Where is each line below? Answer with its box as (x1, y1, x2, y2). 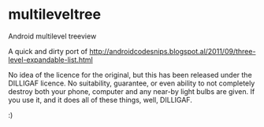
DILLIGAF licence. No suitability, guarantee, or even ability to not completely (8, 78, 255, 88)
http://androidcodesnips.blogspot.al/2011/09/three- (89, 46, 256, 56)
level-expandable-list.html (8, 55, 93, 64)
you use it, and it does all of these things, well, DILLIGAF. (8, 95, 193, 104)
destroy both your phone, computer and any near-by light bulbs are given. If (8, 86, 255, 96)
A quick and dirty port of (8, 46, 88, 56)
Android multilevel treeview (8, 31, 97, 41)
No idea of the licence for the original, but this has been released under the (8, 70, 252, 79)
